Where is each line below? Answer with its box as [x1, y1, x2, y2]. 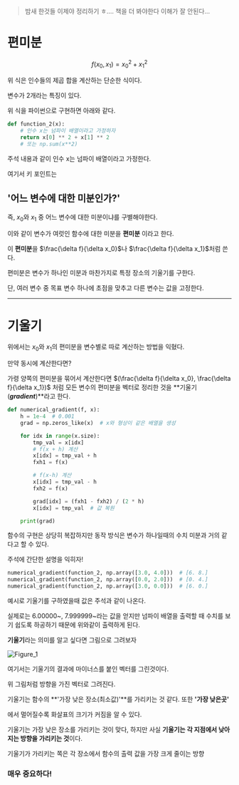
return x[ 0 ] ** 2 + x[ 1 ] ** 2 [20, 134, 110, 141]
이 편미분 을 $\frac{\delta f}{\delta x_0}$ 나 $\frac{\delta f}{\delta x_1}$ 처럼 [7, 244, 221, 252]
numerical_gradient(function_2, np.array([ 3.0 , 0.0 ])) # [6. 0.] [7, 583, 208, 590]
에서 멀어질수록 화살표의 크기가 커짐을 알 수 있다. [7, 710, 142, 719]
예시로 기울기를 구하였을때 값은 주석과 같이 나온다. [7, 597, 147, 605]
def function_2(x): [7, 120, 65, 128]
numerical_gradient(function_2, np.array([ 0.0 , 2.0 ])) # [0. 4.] [7, 576, 208, 583]
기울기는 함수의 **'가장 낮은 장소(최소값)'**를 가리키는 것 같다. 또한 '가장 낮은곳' [7, 695, 230, 704]
